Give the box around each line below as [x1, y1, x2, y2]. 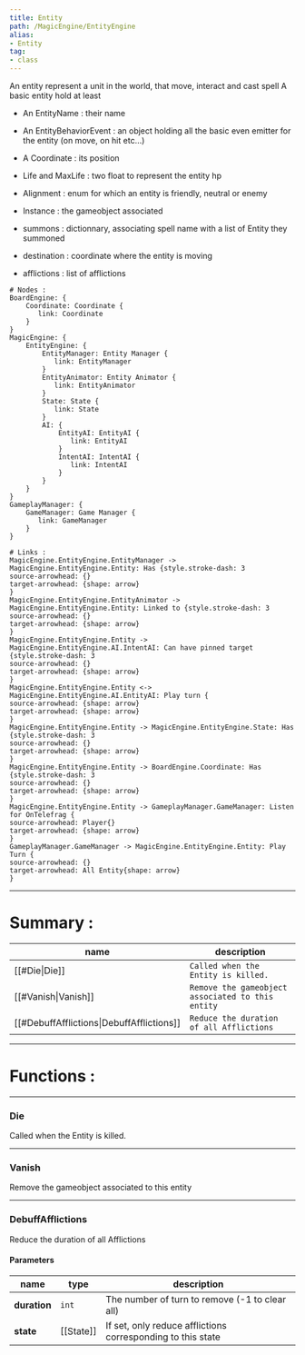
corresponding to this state [105, 1330, 221, 1343]
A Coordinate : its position [22, 153, 120, 164]
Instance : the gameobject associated [22, 205, 163, 216]
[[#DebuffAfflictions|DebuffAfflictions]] [14, 1016, 182, 1029]
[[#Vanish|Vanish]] [14, 990, 95, 1002]
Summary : [9, 912, 93, 933]
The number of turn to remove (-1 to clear [105, 1292, 287, 1305]
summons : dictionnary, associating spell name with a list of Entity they [22, 224, 288, 234]
